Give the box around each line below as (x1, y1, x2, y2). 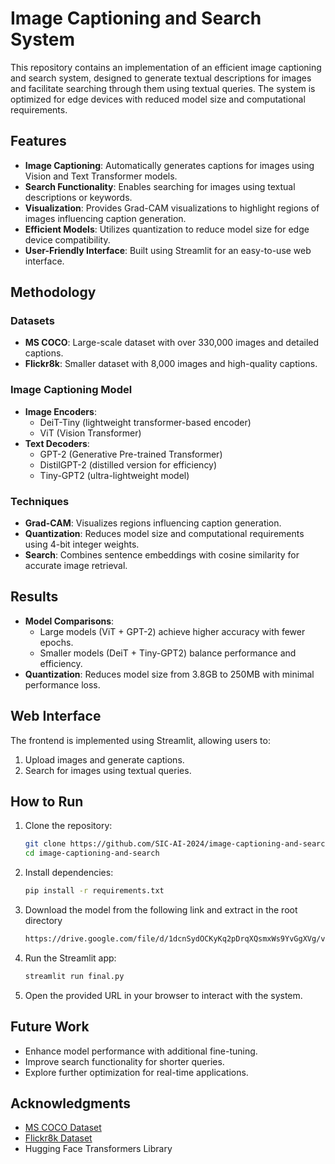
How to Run (10, 793, 84, 811)
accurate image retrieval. (24, 560, 128, 572)
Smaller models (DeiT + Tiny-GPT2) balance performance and (39, 647, 297, 659)
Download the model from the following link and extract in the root (24, 904, 298, 916)
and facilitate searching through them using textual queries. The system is (10, 82, 316, 94)
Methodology (10, 284, 97, 301)
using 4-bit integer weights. (24, 538, 140, 551)
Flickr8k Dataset (24, 1132, 93, 1144)
